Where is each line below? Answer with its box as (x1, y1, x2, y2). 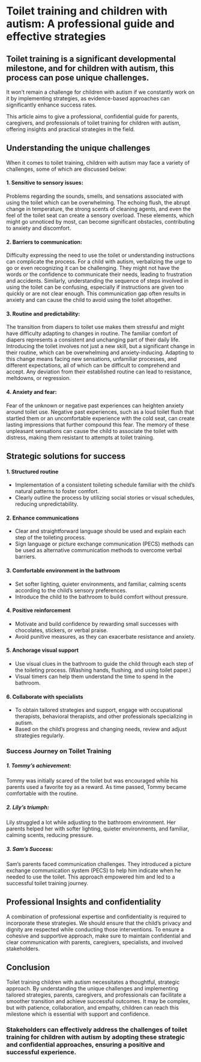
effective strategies (6, 30, 106, 43)
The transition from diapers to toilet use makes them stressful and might (6, 324, 185, 331)
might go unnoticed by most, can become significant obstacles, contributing (6, 218, 195, 226)
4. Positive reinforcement (6, 607, 71, 614)
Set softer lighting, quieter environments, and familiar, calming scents (14, 580, 187, 588)
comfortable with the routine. (6, 790, 78, 797)
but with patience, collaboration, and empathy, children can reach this (6, 1004, 179, 1011)
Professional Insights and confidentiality (6, 897, 161, 907)
